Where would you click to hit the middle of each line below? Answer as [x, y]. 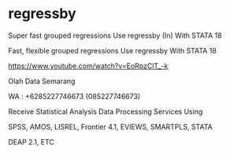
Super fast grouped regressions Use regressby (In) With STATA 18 [115, 35]
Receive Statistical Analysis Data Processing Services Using [106, 112]
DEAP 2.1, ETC [32, 141]
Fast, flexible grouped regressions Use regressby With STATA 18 [112, 50]
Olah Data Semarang [42, 81]
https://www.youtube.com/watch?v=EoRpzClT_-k [88, 66]
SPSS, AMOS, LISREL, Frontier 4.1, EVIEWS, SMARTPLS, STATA [110, 126]
